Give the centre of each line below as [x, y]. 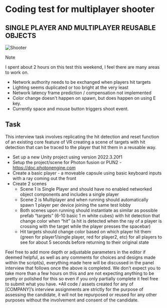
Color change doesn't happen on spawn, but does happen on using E [84, 98]
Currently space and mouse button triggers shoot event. [70, 109]
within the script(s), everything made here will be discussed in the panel [80, 262]
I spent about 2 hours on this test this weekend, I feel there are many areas [82, 67]
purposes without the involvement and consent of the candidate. [72, 300]
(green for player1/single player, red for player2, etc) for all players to [91, 237]
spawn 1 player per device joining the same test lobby [75, 205]
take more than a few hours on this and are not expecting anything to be [80, 273]
